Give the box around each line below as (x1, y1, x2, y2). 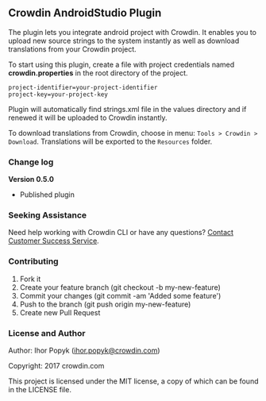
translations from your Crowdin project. (8, 44, 137, 54)
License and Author (8, 327, 86, 338)
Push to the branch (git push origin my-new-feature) (19, 299, 191, 309)
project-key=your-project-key (8, 91, 109, 98)
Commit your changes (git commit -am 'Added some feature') (19, 291, 222, 300)
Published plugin (19, 190, 75, 199)
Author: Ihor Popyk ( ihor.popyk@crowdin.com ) (8, 345, 160, 355)
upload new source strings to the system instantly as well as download (8, 36, 240, 45)
